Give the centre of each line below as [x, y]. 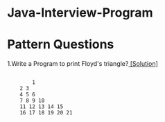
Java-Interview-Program [80, 13]
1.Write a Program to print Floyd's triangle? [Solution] [82, 64]
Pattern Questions [61, 45]
